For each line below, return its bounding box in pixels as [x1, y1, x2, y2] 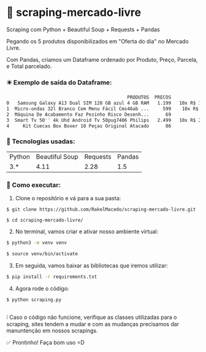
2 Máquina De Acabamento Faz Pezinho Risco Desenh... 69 [6, 111, 172, 118]
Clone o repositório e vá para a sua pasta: [15, 195, 121, 202]
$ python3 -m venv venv [6, 240, 67, 246]
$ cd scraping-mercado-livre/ [6, 217, 84, 223]
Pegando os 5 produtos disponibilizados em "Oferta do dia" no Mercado [6, 37, 189, 45]
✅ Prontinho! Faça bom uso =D [6, 339, 85, 346]
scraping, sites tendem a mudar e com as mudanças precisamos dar [6, 320, 180, 328]
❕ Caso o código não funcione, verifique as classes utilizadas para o [6, 313, 177, 321]
